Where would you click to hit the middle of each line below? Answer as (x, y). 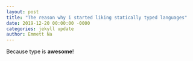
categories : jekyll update (40, 29)
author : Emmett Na (29, 34)
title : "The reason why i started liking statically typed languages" (97, 18)
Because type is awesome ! (40, 51)
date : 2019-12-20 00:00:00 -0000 (48, 23)
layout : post (23, 12)
